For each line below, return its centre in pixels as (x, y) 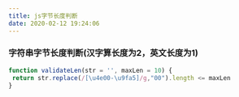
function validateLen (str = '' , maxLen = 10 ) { (91, 70)
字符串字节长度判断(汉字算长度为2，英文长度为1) (104, 53)
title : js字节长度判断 (43, 16)
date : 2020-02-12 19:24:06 (54, 23)
